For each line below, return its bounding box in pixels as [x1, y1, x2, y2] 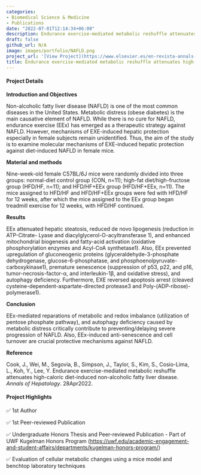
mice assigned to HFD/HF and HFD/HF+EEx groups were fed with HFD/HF [6, 189, 188, 196]
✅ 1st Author [6, 407, 37, 414]
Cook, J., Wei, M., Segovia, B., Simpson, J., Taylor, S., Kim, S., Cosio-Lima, [6, 361, 190, 368]
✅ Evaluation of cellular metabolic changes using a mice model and [6, 455, 172, 462]
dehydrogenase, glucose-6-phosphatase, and [6, 257, 120, 264]
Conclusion [6, 300, 36, 307]
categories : [6, 8, 36, 15]
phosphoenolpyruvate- [120, 257, 178, 264]
